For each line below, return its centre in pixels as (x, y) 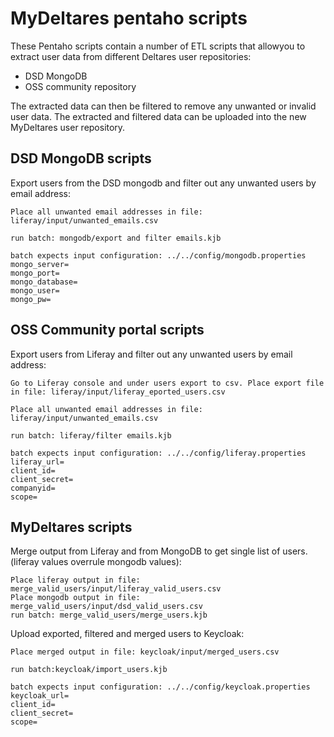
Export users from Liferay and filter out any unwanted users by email (151, 354)
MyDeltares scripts (71, 527)
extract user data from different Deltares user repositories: (131, 56)
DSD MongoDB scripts (81, 158)
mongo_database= (44, 282)
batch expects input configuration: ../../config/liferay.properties (158, 453)
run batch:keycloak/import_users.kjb (89, 670)
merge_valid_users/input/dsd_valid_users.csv (106, 607)
